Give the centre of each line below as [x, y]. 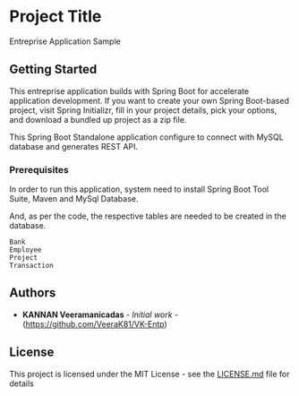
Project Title [56, 17]
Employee [26, 250]
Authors [33, 293]
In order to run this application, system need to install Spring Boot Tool [139, 189]
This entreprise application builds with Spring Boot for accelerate [129, 90]
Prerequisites [39, 169]
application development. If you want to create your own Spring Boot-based [149, 100]
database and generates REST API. [74, 146]
